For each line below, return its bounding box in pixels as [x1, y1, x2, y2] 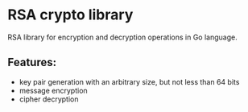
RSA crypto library [7, 6, 134, 24]
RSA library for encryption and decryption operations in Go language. [7, 32, 238, 42]
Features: [7, 56, 57, 69]
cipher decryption [19, 94, 79, 104]
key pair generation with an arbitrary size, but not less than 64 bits [19, 77, 240, 86]
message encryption [19, 85, 88, 95]
